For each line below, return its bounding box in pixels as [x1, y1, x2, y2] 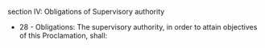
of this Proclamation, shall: [19, 31, 108, 40]
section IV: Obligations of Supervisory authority [7, 7, 165, 16]
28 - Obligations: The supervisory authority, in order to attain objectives [19, 22, 258, 31]
